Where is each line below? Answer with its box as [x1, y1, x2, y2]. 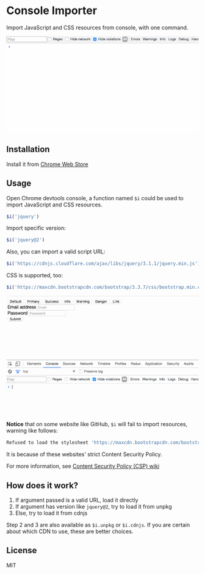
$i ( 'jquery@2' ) [6, 237, 45, 243]
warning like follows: [6, 427, 58, 434]
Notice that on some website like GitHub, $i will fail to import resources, [6, 421, 188, 428]
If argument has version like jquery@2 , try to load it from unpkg [15, 503, 172, 510]
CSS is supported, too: [6, 272, 63, 279]
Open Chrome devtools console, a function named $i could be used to [6, 194, 184, 202]
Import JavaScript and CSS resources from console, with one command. [6, 24, 189, 31]
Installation [6, 144, 50, 154]
